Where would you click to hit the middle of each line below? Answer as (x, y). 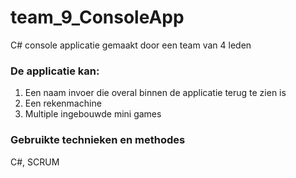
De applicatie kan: (55, 71)
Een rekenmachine (63, 103)
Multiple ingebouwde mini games (93, 114)
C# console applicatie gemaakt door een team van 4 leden (131, 45)
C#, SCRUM (35, 162)
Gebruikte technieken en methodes (98, 140)
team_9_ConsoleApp (97, 17)
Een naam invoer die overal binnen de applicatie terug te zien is (155, 93)
